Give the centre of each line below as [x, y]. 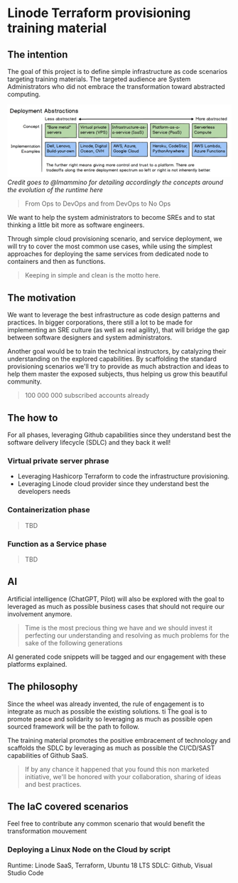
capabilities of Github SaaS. [48, 755]
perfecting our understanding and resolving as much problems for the [127, 635]
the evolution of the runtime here [55, 190]
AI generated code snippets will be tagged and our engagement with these [117, 657]
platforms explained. [37, 664]
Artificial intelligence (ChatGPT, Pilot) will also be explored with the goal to [116, 598]
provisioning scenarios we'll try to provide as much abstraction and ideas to [118, 366]
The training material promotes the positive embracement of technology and [119, 740]
